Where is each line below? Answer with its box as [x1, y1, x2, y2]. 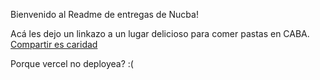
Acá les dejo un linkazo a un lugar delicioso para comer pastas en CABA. [10, 28, 310, 39]
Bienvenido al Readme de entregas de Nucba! [10, 9, 199, 20]
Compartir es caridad [10, 39, 98, 50]
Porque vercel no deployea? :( [10, 58, 134, 69]
